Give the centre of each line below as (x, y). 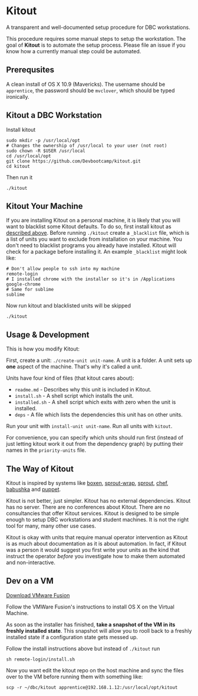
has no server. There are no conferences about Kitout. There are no (88, 507)
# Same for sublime (30, 290)
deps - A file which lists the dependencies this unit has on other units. (98, 415)
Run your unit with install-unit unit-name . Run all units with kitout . (89, 426)
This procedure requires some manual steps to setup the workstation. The (96, 38)
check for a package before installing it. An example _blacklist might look (97, 252)
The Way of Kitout (40, 469)
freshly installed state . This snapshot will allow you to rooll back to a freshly (99, 630)
